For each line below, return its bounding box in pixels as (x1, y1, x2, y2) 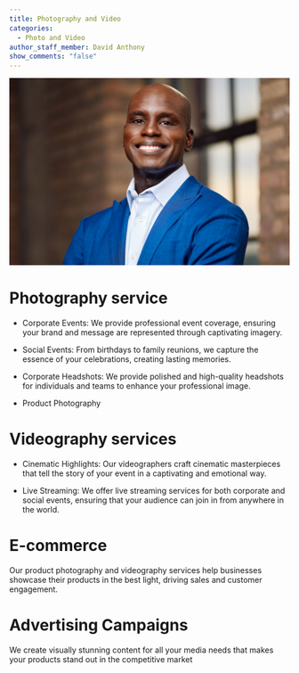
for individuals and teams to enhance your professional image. (21, 380, 251, 391)
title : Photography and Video (9, 14, 122, 23)
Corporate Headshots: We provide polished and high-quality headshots (21, 371, 285, 382)
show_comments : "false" (9, 52, 98, 62)
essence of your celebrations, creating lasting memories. (21, 353, 231, 365)
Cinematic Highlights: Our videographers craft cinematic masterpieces (21, 458, 281, 469)
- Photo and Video (17, 33, 86, 42)
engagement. (9, 584, 58, 595)
